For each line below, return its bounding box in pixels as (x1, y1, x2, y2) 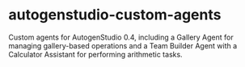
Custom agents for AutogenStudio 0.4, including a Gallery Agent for (8, 32, 234, 42)
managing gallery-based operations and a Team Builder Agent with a (8, 40, 238, 50)
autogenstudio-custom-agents (8, 6, 222, 24)
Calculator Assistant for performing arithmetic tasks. (8, 49, 184, 59)
